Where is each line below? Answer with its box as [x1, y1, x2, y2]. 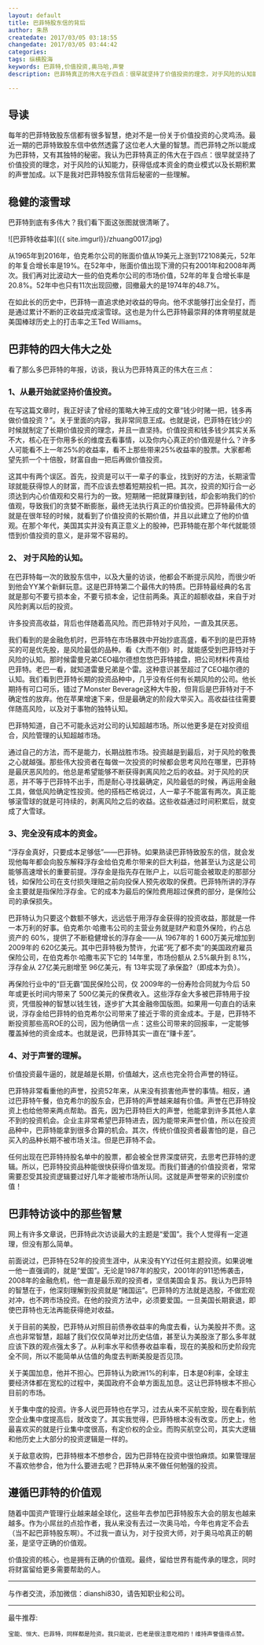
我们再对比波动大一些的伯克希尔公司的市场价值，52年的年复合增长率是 [21, 271, 251, 280]
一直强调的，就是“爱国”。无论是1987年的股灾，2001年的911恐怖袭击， [21, 1266, 248, 1276]
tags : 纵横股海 [8, 56, 53, 64]
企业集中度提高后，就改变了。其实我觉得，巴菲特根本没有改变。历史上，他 [14, 1415, 256, 1424]
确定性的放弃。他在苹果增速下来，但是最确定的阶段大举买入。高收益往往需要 [8, 694, 256, 704]
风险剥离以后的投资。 [8, 601, 77, 611]
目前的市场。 [8, 1388, 49, 1398]
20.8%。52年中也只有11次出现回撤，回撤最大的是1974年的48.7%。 [8, 280, 224, 290]
